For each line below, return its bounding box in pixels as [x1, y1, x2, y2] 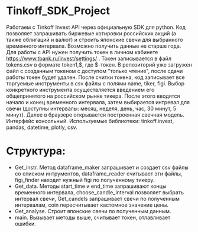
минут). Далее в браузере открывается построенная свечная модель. [6, 111, 184, 118]
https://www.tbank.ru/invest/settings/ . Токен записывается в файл [6, 55, 171, 62]
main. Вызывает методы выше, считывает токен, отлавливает [14, 214, 171, 221]
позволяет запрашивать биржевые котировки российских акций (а [6, 29, 176, 37]
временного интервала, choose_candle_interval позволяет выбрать [14, 188, 184, 195]
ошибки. [14, 220, 37, 227]
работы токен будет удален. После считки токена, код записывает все [6, 74, 185, 81]
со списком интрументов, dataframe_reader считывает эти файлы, [14, 170, 183, 177]
